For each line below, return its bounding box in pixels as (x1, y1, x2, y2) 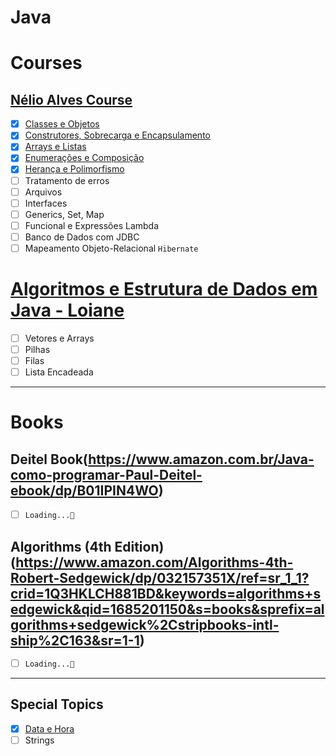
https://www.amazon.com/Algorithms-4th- (15, 554, 294, 571)
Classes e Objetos (24, 118, 100, 130)
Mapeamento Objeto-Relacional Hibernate (24, 242, 199, 254)
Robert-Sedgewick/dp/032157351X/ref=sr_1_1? (10, 569, 310, 586)
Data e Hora (24, 722, 75, 735)
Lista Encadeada (24, 366, 94, 378)
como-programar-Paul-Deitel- (10, 466, 203, 483)
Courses (10, 52, 83, 75)
